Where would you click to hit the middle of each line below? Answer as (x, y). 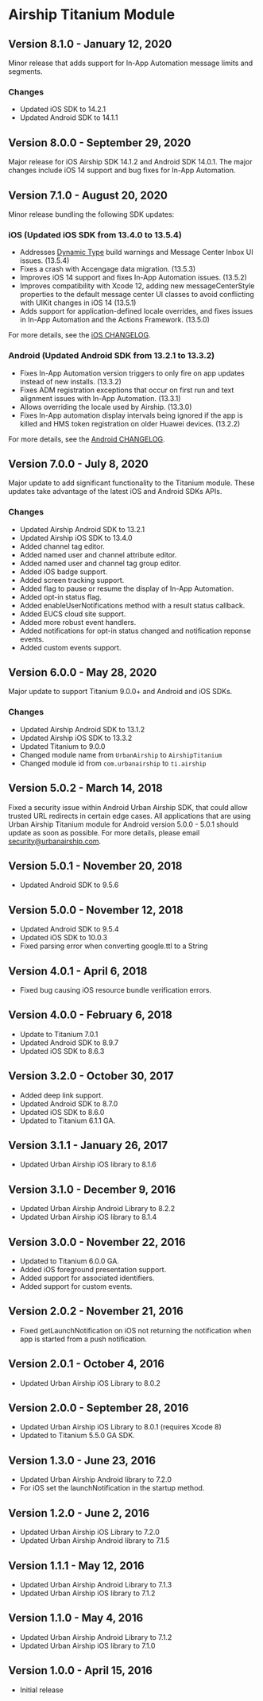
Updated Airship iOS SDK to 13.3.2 (76, 738)
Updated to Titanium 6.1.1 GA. (68, 1120)
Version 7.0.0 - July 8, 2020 (78, 463)
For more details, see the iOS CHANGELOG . (79, 335)
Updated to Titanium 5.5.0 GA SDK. (77, 1436)
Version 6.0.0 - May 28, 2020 (83, 673)
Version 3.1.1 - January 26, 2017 (88, 1146)
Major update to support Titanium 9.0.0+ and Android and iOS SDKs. (120, 692)
